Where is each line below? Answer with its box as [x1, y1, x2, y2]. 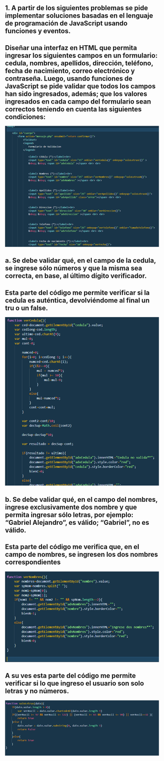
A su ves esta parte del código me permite [5, 672, 136, 680]
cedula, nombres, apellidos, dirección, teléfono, [5, 59, 154, 67]
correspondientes [5, 558, 61, 567]
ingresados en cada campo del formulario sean [5, 97, 151, 106]
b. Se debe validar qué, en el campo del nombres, [5, 495, 158, 504]
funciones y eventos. [5, 27, 71, 35]
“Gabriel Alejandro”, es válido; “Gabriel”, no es [5, 518, 149, 527]
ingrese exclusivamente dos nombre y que [5, 503, 137, 511]
